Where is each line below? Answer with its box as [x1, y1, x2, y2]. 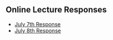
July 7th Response [14, 20, 61, 27]
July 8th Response [14, 27, 61, 34]
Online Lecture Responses [5, 5, 107, 15]
